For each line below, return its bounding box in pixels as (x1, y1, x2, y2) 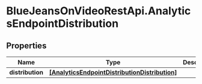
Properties (6, 41, 47, 51)
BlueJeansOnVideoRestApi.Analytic (6, 4, 191, 18)
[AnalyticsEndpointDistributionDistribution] (49, 69, 177, 76)
